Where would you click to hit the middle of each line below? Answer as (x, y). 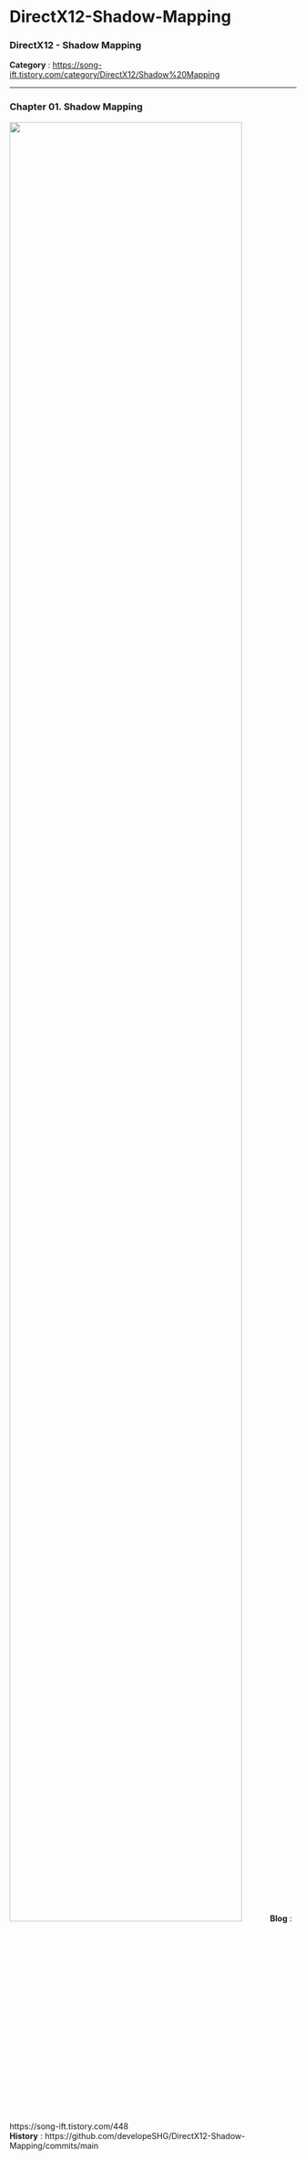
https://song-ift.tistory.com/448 (69, 2126)
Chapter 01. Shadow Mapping (76, 107)
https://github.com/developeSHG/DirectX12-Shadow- (145, 2135)
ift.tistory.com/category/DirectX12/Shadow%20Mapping (115, 75)
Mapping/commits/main (54, 2145)
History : (26, 2135)
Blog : (281, 1918)
